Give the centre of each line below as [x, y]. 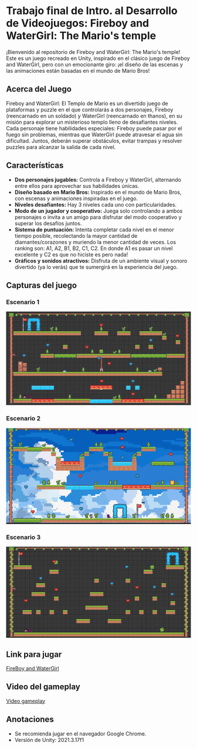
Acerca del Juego [39, 89]
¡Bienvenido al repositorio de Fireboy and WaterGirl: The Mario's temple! [93, 52]
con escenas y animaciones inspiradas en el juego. [76, 198]
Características [35, 166]
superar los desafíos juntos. [48, 223]
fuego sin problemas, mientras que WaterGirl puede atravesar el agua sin [94, 134]
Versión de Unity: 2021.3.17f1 [49, 740]
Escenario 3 [23, 537]
